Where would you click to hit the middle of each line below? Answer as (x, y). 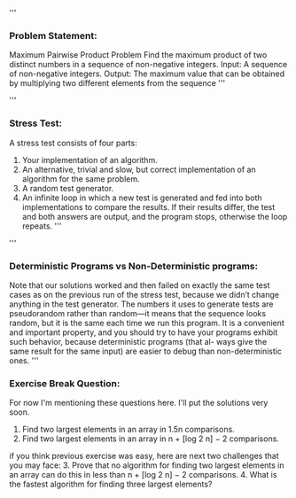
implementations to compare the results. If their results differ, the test (148, 206)
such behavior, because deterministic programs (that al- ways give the (138, 341)
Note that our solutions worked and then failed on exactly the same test (140, 285)
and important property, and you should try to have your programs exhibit (144, 332)
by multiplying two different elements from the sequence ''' (117, 83)
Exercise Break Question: (65, 383)
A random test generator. (68, 188)
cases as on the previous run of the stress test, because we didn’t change (144, 294)
